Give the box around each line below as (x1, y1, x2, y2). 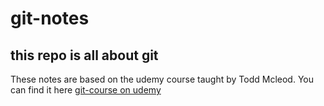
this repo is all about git (10, 47, 159, 64)
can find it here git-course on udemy (10, 84, 162, 96)
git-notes (10, 7, 90, 30)
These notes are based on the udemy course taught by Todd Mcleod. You (10, 73, 314, 85)
